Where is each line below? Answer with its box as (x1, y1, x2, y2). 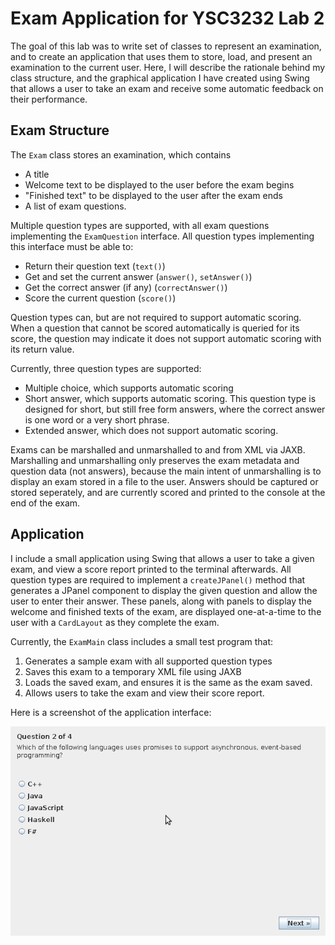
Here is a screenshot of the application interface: (10, 706, 212, 718)
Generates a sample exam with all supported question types (24, 655, 273, 667)
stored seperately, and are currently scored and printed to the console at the (10, 486, 326, 498)
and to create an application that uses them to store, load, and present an (10, 50, 313, 62)
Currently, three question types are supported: (10, 362, 202, 374)
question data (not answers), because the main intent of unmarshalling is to (10, 465, 322, 477)
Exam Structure (10, 122, 110, 139)
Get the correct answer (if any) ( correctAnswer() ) (24, 281, 228, 293)
